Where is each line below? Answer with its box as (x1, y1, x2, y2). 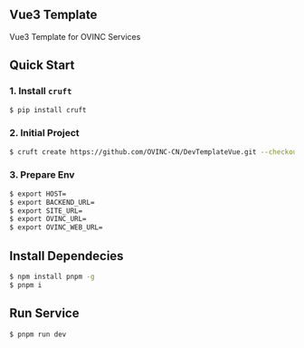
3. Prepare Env (9, 169, 75, 181)
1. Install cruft (9, 85, 72, 98)
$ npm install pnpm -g (9, 272, 95, 282)
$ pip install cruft (9, 105, 88, 114)
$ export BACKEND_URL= (9, 198, 95, 207)
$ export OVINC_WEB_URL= (9, 223, 103, 232)
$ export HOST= (9, 189, 67, 198)
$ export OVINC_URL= (9, 215, 88, 224)
